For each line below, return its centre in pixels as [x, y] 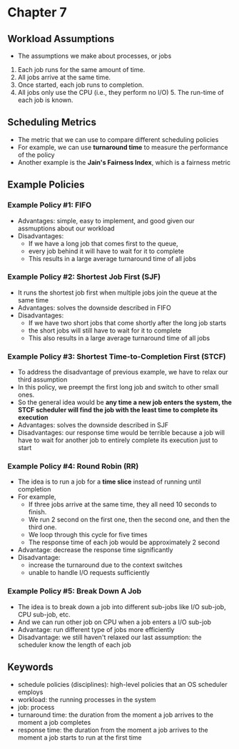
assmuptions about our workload [66, 228]
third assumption [42, 379]
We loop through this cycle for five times [88, 535]
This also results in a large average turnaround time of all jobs [119, 338]
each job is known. [45, 100]
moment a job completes [54, 722]
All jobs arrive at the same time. [64, 77]
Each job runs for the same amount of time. [81, 70]
